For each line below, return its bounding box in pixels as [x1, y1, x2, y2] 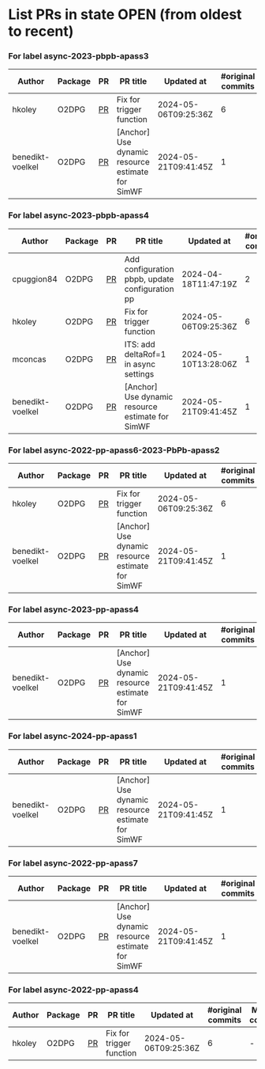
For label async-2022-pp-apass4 [8, 984, 140, 995]
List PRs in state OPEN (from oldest [8, 6, 242, 24]
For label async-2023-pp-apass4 [8, 604, 140, 615]
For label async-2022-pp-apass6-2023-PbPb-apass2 [8, 445, 220, 456]
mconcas [12, 354, 47, 365]
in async [124, 358, 156, 370]
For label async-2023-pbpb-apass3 [8, 51, 149, 62]
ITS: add [124, 339, 155, 350]
